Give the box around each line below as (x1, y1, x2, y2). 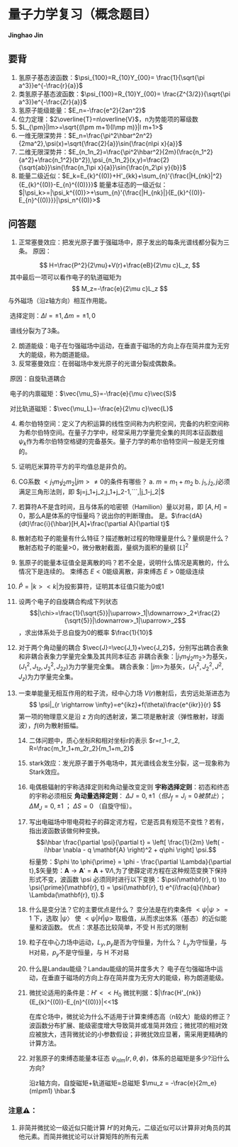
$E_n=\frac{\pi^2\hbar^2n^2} (67, 131, 153, 139)
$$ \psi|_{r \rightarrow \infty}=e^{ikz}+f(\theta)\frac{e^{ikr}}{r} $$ (28, 700, 222, 709)
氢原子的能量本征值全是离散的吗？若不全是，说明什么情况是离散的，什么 (18, 558, 229, 566)
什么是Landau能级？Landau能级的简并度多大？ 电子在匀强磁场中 (28, 964, 217, 973)
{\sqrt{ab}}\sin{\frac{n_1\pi (18, 163, 96, 171)
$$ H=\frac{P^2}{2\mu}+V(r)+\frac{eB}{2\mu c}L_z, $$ (39, 261, 200, 270)
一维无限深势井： (18, 131, 69, 139)
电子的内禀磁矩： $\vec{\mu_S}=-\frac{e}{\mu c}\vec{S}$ (9, 389, 176, 398)
